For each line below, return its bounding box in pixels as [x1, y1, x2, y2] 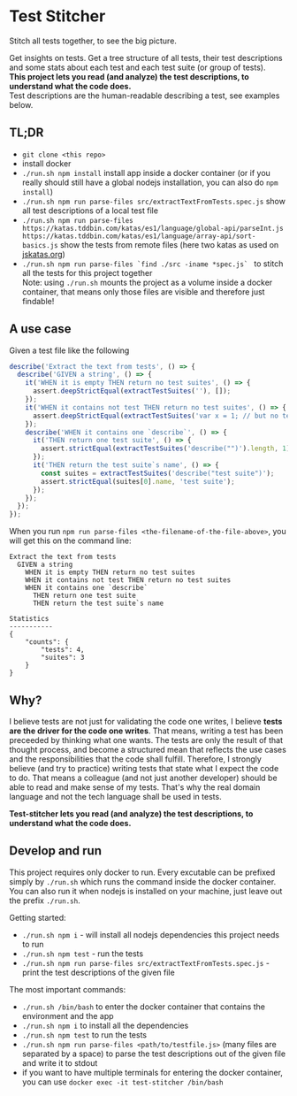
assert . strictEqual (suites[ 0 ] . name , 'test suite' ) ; [41, 477, 236, 486]
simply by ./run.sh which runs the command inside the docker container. [9, 876, 277, 886]
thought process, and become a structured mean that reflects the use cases [9, 745, 287, 755]
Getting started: [9, 912, 66, 923]
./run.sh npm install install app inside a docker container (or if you [21, 167, 271, 178]
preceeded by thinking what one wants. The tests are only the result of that [9, 735, 283, 745]
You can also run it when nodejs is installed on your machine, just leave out [9, 885, 283, 896]
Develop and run [9, 843, 102, 859]
